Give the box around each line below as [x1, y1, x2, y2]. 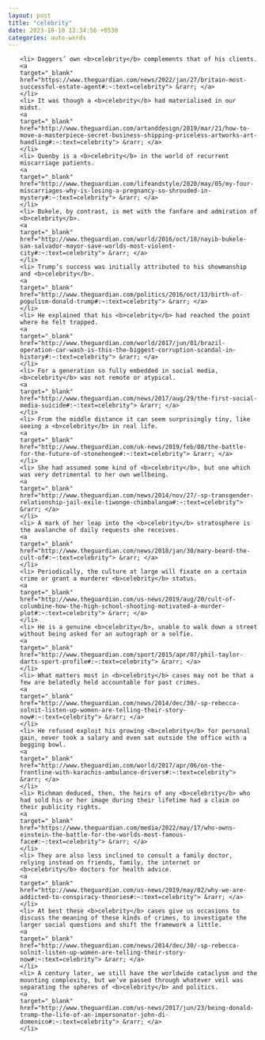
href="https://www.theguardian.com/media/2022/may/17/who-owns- [19, 824, 237, 832]
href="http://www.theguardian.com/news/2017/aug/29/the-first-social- [19, 395, 258, 403]
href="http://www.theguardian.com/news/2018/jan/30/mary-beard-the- [19, 547, 251, 555]
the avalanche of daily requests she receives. [19, 526, 180, 534]
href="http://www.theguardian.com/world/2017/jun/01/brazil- [19, 340, 226, 347]
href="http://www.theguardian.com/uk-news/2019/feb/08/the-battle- [19, 443, 247, 451]
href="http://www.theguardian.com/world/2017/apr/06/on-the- [19, 761, 226, 770]
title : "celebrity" [8, 19, 73, 27]
